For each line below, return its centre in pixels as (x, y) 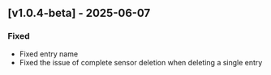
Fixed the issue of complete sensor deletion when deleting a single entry (141, 62)
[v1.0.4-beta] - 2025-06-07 (79, 13)
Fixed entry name (49, 54)
